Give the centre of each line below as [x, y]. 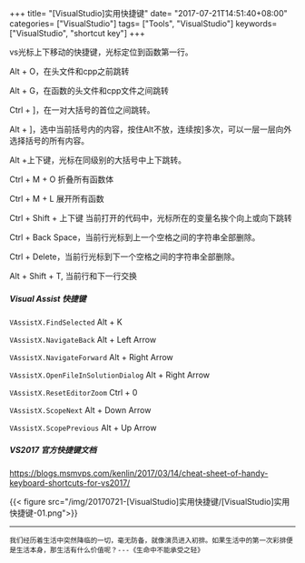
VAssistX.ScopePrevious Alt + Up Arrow [83, 427]
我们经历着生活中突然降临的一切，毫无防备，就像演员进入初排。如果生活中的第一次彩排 [148, 540]
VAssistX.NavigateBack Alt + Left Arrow [83, 339]
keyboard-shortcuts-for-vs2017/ [70, 483]
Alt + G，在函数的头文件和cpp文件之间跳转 [89, 90]
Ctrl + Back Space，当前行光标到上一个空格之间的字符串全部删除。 [135, 237]
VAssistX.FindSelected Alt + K [66, 322]
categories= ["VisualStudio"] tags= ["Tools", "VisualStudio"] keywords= [143, 24]
